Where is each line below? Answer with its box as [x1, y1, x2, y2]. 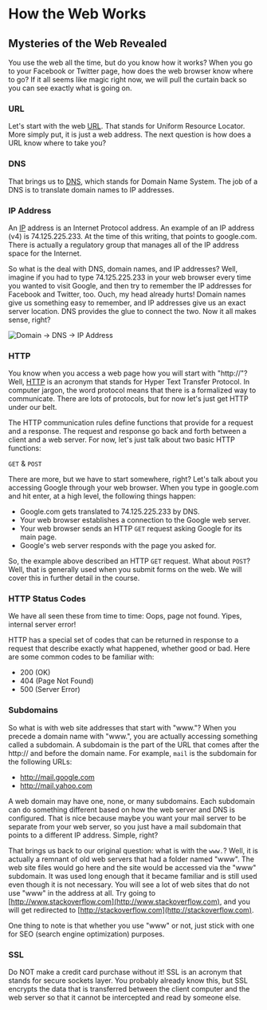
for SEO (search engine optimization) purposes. [8, 928, 165, 939]
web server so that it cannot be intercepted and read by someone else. [8, 992, 241, 1003]
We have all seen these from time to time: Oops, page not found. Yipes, [8, 611, 242, 621]
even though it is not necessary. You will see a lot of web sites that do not [8, 880, 249, 889]
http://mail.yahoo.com [19, 781, 93, 790]
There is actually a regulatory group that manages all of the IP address [8, 240, 239, 249]
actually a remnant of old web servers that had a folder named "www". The [8, 854, 255, 864]
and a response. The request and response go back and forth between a [8, 427, 247, 436]
